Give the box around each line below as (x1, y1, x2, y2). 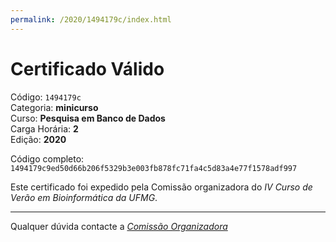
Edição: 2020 (10, 133, 67, 145)
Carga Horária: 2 (10, 122, 79, 135)
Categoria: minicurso (10, 101, 99, 113)
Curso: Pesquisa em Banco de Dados (10, 112, 166, 124)
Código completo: (10, 152, 85, 165)
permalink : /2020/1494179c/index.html (10, 14, 172, 25)
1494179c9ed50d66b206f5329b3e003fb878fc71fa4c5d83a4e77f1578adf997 (10, 163, 298, 173)
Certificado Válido (10, 57, 165, 80)
